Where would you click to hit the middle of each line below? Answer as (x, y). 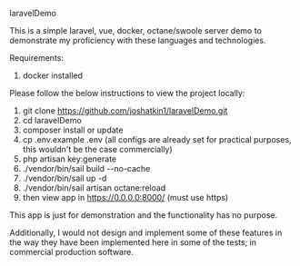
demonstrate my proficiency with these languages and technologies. (138, 40)
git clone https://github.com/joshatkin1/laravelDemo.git (125, 111)
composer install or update (73, 130)
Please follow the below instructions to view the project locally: (127, 93)
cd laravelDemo (52, 120)
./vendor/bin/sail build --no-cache (86, 168)
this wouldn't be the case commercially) (97, 149)
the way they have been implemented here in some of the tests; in (133, 242)
